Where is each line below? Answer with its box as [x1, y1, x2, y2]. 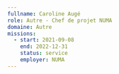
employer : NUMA [20, 56, 65, 63]
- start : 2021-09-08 [13, 37, 74, 44]
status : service [20, 50, 69, 57]
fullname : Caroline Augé [7, 10, 81, 18]
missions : [7, 30, 37, 37]
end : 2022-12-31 [20, 43, 69, 50]
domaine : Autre [7, 23, 52, 30]
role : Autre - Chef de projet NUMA [7, 17, 113, 24]
